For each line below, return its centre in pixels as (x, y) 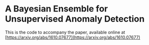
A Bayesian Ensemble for (57, 9)
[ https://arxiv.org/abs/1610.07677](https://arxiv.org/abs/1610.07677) (73, 37)
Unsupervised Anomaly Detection (75, 19)
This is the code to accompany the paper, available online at (65, 32)
